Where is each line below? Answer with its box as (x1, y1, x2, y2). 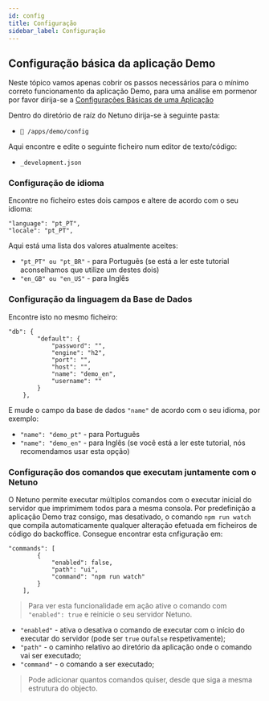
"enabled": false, (51, 559, 113, 567)
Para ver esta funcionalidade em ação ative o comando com (27, 601, 227, 611)
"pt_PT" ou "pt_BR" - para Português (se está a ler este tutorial (19, 257, 230, 266)
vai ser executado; (19, 651, 82, 661)
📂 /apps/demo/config (19, 128, 89, 136)
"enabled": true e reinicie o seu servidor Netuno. (27, 609, 193, 620)
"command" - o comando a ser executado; (19, 659, 155, 669)
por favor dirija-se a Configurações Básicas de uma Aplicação (8, 95, 214, 105)
